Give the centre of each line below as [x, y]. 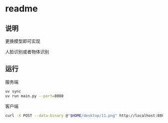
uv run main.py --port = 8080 [34, 96]
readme [21, 9]
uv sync [13, 91]
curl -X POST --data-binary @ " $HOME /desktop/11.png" [61, 116]
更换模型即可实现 [23, 41]
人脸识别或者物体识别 [27, 52]
